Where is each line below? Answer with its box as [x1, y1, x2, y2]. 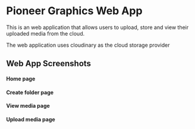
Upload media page [6, 115, 55, 122]
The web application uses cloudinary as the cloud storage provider [6, 41, 171, 49]
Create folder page [6, 89, 54, 96]
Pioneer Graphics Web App [6, 4, 143, 18]
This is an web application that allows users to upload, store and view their [6, 24, 189, 31]
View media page [6, 102, 51, 109]
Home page [6, 75, 36, 82]
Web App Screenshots [6, 59, 91, 69]
